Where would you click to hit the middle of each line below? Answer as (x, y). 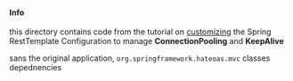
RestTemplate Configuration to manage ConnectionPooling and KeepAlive (147, 41)
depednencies (36, 68)
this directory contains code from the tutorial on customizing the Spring (140, 32)
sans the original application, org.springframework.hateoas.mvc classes (140, 58)
